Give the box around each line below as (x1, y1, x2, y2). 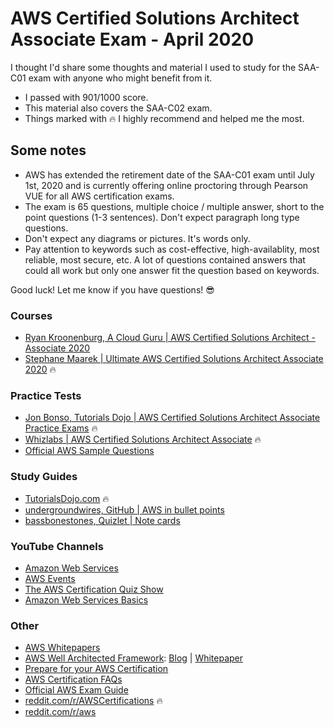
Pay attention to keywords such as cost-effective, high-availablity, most (24, 243, 320, 255)
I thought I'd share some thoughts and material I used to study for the (10, 61, 297, 73)
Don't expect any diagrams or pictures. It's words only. (24, 232, 251, 244)
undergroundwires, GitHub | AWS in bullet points (24, 503, 225, 516)
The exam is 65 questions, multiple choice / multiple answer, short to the (24, 200, 325, 212)
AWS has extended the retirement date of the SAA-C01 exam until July (24, 168, 315, 181)
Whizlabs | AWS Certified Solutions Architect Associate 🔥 (24, 433, 262, 446)
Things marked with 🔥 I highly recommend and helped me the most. (24, 112, 305, 124)
